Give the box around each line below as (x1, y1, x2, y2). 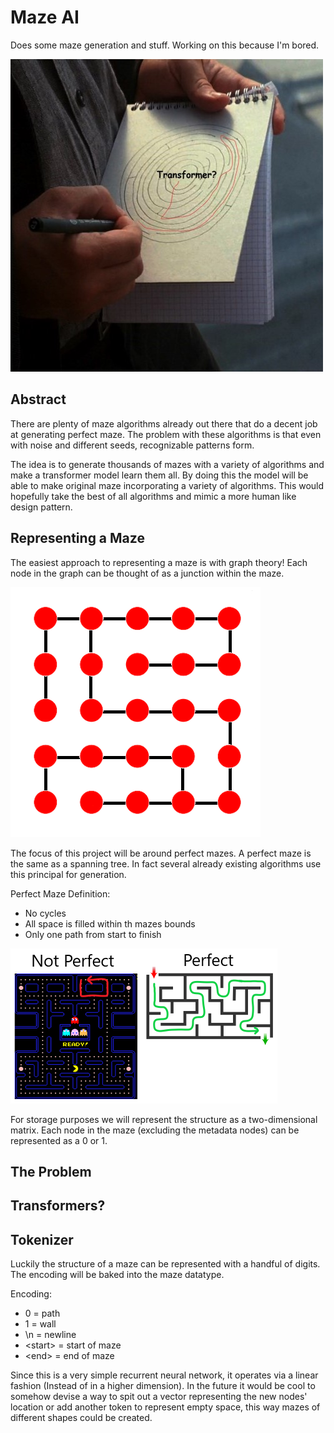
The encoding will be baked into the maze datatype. (10, 1269, 225, 1281)
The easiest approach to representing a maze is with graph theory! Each (10, 556, 308, 568)
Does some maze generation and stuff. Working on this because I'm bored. (10, 39, 320, 51)
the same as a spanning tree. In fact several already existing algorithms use (10, 857, 322, 870)
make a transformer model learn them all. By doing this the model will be (10, 469, 309, 481)
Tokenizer (10, 1231, 74, 1248)
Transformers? (10, 1197, 106, 1215)
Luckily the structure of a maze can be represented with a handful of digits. (10, 1258, 321, 1270)
